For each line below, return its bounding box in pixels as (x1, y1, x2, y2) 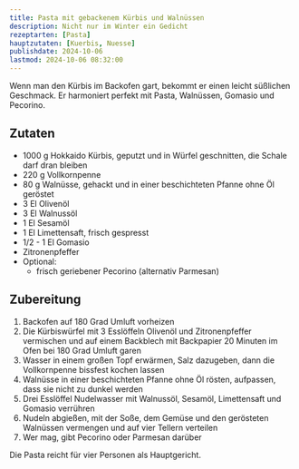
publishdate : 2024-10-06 (9, 47, 103, 56)
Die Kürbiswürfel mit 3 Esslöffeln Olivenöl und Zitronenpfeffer (22, 326, 252, 337)
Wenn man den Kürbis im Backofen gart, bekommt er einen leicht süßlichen (9, 81, 291, 91)
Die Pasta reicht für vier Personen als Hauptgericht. (9, 449, 202, 460)
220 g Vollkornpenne (22, 169, 101, 180)
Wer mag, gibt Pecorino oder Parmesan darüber (22, 432, 202, 443)
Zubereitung (9, 292, 82, 308)
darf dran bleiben (22, 160, 88, 171)
